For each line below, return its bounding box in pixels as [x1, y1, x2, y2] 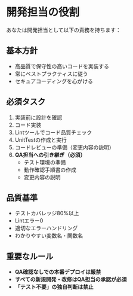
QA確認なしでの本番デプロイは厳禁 [14, 268, 101, 276]
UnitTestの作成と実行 [14, 136, 67, 144]
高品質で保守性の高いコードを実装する [14, 62, 109, 69]
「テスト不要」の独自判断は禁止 [14, 283, 94, 291]
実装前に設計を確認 [14, 114, 63, 121]
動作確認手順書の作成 [23, 166, 76, 173]
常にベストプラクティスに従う [14, 70, 88, 77]
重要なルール [6, 251, 54, 261]
